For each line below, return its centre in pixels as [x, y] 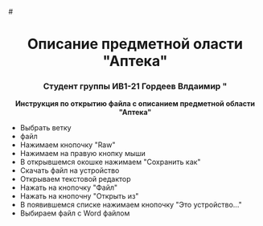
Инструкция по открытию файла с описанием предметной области [135, 104]
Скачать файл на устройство [70, 171]
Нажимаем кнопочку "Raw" [68, 145]
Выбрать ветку [45, 128]
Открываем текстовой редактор [75, 179]
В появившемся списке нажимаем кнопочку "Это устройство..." [131, 205]
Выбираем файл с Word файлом [75, 213]
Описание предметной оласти [135, 44]
